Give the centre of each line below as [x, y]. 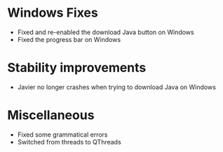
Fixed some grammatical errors [62, 135]
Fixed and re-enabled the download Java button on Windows [106, 32]
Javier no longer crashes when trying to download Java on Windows [116, 87]
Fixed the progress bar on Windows [69, 39]
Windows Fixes [53, 13]
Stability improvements [77, 68]
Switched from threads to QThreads [69, 142]
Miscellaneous [51, 115]
